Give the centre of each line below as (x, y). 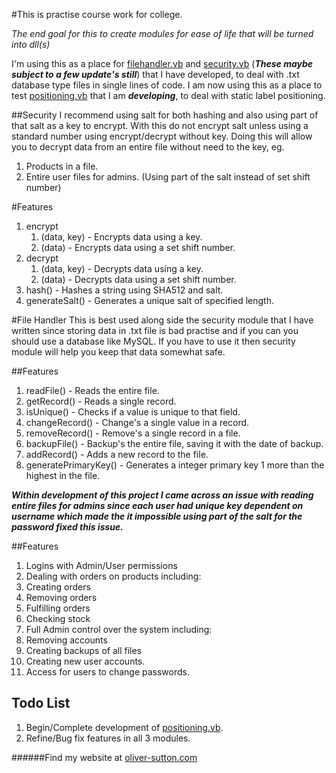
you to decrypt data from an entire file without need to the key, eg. (148, 147)
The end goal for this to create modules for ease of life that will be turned (162, 33)
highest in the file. (63, 475)
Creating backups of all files (84, 650)
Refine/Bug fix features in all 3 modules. (108, 738)
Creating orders (58, 587)
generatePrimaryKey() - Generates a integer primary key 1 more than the (175, 465)
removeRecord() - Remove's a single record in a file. (133, 433)
